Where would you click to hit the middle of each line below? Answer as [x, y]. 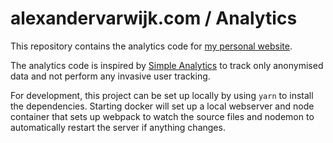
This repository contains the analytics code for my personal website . [151, 46]
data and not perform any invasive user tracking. [110, 76]
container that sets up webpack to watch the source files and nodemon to [162, 116]
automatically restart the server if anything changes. [118, 127]
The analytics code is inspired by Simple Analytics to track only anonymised [167, 65]
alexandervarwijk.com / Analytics [154, 18]
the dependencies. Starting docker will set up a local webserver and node [162, 106]
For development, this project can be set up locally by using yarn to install [162, 95]
